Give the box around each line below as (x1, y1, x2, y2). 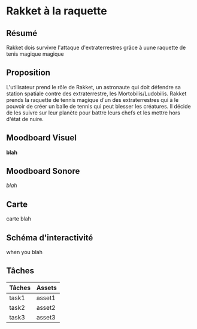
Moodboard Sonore (6, 166, 80, 176)
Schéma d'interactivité (6, 233, 93, 243)
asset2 (36, 303, 56, 312)
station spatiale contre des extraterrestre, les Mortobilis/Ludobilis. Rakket (6, 90, 187, 97)
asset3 (36, 313, 56, 321)
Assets (36, 283, 57, 292)
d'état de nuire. (6, 115, 44, 122)
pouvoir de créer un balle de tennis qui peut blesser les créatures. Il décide (6, 102, 191, 110)
